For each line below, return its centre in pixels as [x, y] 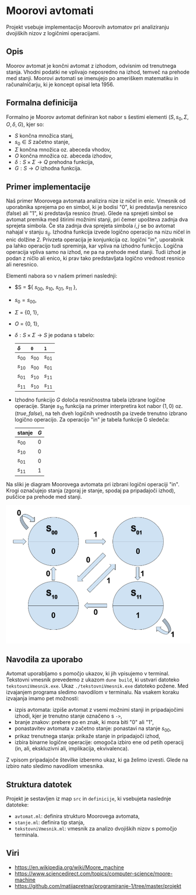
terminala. [27, 835]
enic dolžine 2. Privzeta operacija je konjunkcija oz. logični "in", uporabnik [95, 239]
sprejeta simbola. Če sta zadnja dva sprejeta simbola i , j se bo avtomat [91, 225]
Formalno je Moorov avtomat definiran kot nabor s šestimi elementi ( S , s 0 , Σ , [97, 117]
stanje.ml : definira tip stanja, [49, 822]
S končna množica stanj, [44, 136]
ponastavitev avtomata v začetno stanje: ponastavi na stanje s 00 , [93, 729]
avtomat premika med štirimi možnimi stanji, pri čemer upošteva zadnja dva [97, 219]
